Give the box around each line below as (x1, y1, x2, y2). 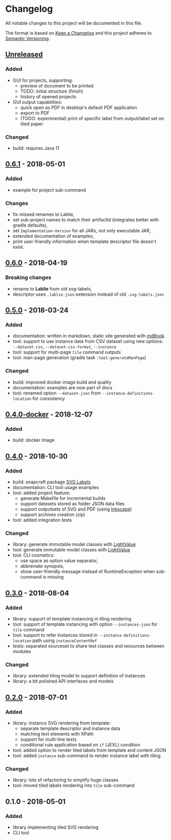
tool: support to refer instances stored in (12, 632, 98, 638)
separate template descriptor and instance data (20, 725, 120, 732)
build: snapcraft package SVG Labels (12, 479, 91, 485)
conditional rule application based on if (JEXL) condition (20, 741, 140, 747)
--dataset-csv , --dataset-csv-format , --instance (12, 344, 116, 350)
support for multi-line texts (20, 736, 77, 742)
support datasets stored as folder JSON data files (20, 500, 125, 506)
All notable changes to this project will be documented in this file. (5, 20, 143, 26)
